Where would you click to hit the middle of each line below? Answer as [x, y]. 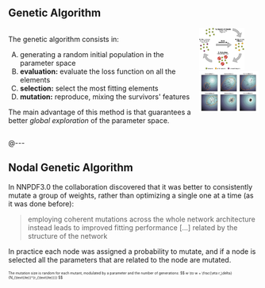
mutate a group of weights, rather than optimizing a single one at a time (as [131, 195]
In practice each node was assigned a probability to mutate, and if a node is [132, 251]
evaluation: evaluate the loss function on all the [98, 71]
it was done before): [41, 204]
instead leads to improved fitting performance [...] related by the [132, 227]
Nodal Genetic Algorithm [71, 168]
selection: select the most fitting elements [89, 88]
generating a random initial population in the [92, 54]
